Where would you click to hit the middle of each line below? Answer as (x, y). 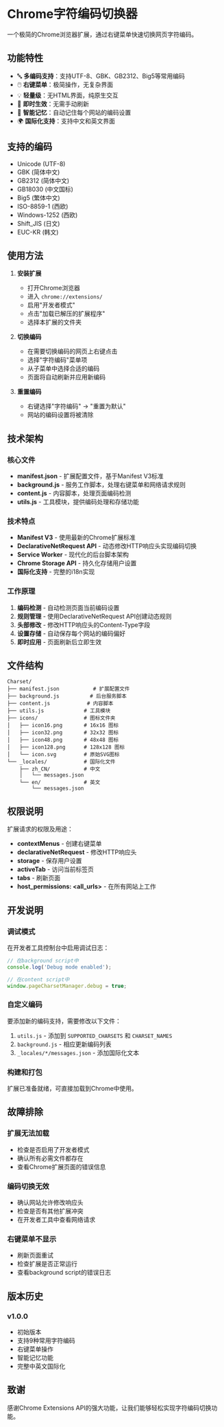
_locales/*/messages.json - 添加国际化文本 (78, 1052)
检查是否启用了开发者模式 (53, 1149)
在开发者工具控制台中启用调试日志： (58, 947)
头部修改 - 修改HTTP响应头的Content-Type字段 (84, 624)
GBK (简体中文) (38, 172)
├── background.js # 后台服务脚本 (67, 696)
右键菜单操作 (35, 1349)
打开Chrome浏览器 (53, 288)
